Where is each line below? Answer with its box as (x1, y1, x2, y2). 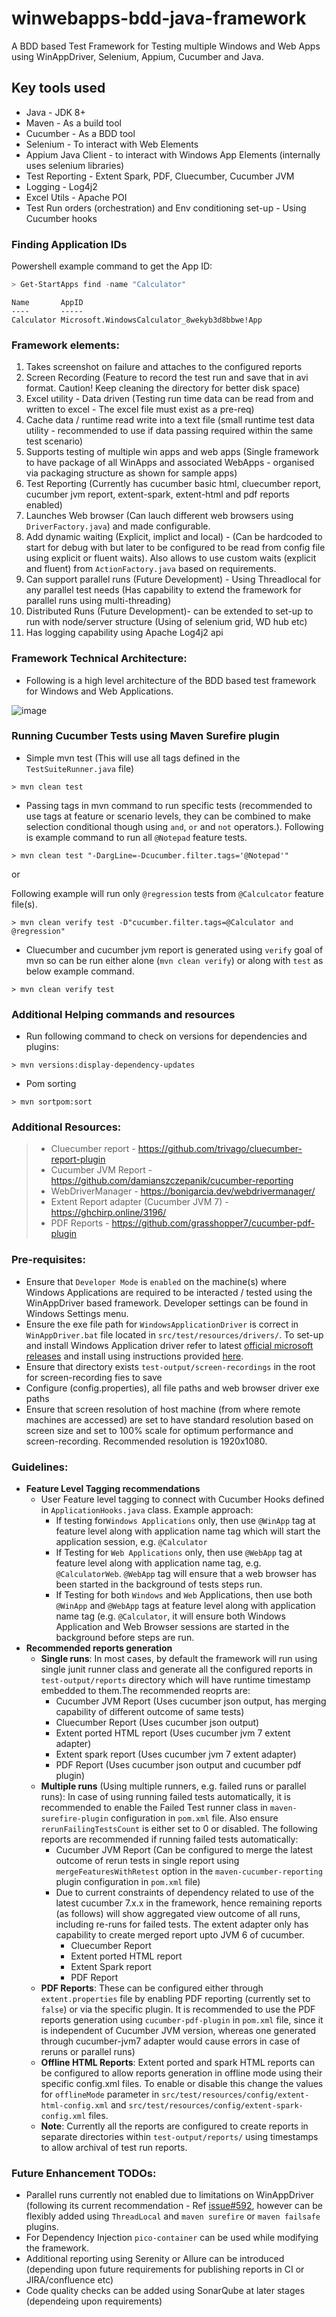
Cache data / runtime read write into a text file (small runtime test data (25, 414, 315, 426)
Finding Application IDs (11, 237, 128, 251)
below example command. (25, 965, 135, 977)
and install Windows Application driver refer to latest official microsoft (25, 1339, 314, 1351)
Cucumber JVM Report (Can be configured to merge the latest (55, 1844, 314, 1856)
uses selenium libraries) (25, 159, 125, 171)
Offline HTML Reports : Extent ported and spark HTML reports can (40, 2057, 316, 2068)
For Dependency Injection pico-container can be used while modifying (25, 2232, 319, 2244)
